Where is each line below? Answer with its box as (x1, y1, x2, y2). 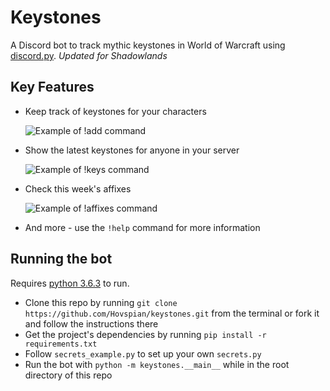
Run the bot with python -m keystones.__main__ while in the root (24, 358, 290, 370)
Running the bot (10, 251, 113, 268)
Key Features (10, 79, 95, 96)
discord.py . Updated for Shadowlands (10, 49, 168, 61)
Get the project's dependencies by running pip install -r (24, 328, 267, 340)
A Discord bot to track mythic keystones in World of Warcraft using (10, 39, 286, 51)
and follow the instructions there (24, 317, 159, 330)
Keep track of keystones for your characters (24, 105, 207, 117)
